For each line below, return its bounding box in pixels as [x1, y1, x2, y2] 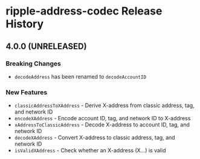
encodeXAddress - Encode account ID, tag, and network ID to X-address [14, 115, 191, 122]
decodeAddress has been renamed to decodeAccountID [14, 73, 146, 80]
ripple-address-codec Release [5, 4, 163, 18]
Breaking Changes [5, 59, 62, 68]
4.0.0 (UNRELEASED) [5, 41, 87, 51]
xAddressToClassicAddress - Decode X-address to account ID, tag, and [14, 121, 190, 128]
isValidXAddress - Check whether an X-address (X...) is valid [14, 147, 166, 154]
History [5, 17, 44, 31]
